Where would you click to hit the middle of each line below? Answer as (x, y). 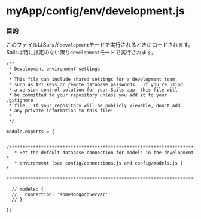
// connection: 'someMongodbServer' (60, 195)
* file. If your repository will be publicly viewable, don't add (95, 106)
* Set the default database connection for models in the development (104, 153)
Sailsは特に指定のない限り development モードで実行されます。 (82, 53)
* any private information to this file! (61, 111)
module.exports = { (31, 132)
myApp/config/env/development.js (96, 11)
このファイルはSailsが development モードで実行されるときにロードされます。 (100, 45)
